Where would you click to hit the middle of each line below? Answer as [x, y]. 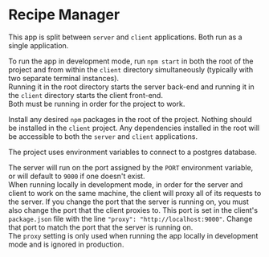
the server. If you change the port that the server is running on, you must [128, 202]
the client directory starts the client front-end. [86, 95]
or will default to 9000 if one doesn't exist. [77, 176]
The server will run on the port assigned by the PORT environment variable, [131, 167]
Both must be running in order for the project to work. [97, 104]
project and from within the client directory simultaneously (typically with [131, 69]
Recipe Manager [64, 15]
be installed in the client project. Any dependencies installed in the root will [134, 128]
